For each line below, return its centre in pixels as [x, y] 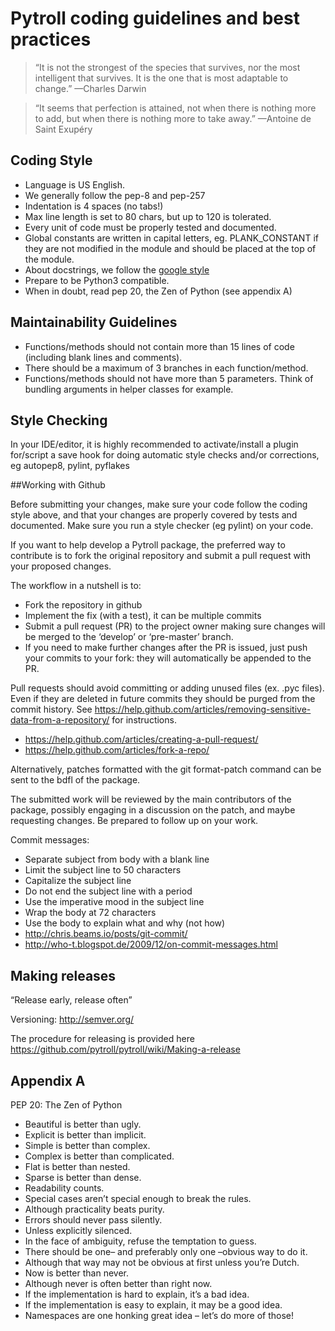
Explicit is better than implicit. [85, 1135]
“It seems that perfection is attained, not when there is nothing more [175, 108]
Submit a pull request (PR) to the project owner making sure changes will [175, 626]
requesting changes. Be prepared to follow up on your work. [134, 821]
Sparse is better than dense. [83, 1177]
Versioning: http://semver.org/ [72, 1019]
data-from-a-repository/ [60, 720]
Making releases [63, 975]
